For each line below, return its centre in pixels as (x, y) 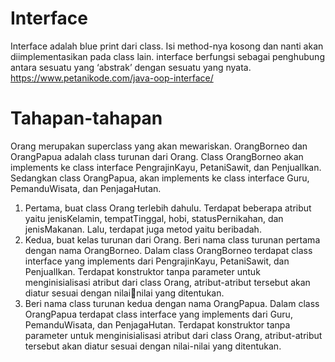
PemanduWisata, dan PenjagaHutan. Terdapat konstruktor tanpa (157, 324)
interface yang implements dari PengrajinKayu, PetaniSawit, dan (157, 261)
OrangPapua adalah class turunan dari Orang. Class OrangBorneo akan (157, 156)
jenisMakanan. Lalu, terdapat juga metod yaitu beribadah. (143, 229)
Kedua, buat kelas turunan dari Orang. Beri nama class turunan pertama (172, 239)
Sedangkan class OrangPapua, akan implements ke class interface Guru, (160, 178)
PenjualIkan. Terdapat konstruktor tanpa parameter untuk (142, 271)
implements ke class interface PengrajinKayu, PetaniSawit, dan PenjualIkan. (166, 167)
